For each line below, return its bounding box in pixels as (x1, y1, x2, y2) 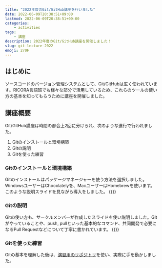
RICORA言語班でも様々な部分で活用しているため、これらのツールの (13, 87, 149, 93)
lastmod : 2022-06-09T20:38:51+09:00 (5, 16, 80, 21)
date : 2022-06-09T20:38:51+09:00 (5, 12, 73, 17)
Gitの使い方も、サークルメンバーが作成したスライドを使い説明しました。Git (5, 214, 157, 220)
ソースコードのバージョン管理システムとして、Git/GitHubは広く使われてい (5, 81, 154, 87)
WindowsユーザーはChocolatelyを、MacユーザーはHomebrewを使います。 (5, 183, 155, 189)
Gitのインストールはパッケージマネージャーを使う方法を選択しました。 (5, 176, 147, 183)
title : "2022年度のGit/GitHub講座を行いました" (5, 7, 96, 12)
